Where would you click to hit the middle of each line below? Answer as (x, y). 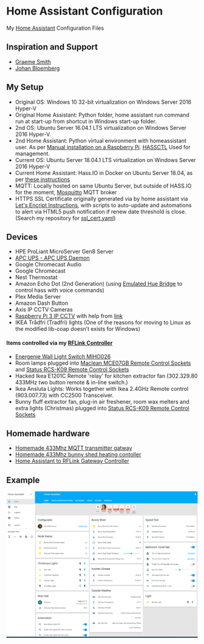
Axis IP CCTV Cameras (44, 310)
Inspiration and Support (52, 47)
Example (23, 480)
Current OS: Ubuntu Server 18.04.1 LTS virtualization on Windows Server (105, 160)
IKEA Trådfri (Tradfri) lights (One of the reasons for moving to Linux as (103, 322)
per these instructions (42, 179)
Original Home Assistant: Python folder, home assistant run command (102, 115)
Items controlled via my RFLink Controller (59, 343)
